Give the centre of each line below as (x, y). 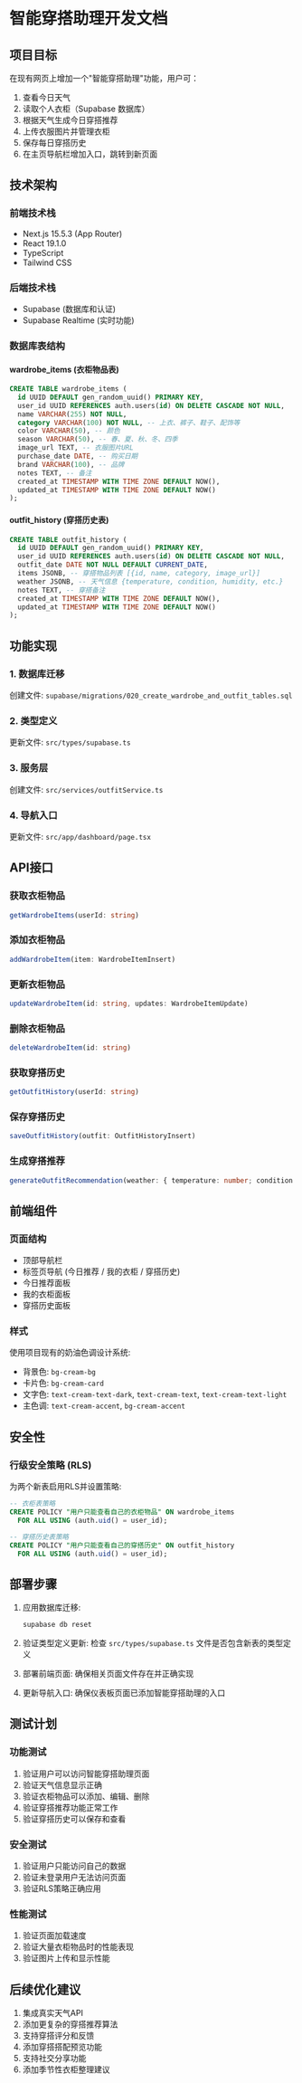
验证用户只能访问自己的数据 (74, 1866)
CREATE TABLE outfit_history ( (68, 539)
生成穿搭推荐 (38, 1161)
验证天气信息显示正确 (62, 1784)
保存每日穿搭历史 (54, 143)
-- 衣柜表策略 (33, 1504)
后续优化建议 (45, 1989)
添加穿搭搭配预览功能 (62, 2047)
